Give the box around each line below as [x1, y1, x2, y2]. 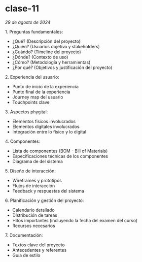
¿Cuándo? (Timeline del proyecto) [12, 49, 81, 55]
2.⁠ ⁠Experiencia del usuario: [5, 74, 59, 80]
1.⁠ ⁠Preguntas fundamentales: [5, 29, 63, 34]
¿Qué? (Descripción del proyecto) [12, 38, 81, 44]
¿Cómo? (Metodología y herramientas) [12, 59, 91, 65]
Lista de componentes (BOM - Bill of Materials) [12, 148, 108, 154]
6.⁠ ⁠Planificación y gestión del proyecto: [5, 197, 84, 203]
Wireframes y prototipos [12, 177, 62, 183]
